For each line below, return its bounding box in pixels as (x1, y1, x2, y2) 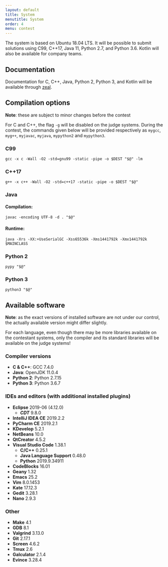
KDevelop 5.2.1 (12, 425, 44, 431)
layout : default (5, 7, 39, 13)
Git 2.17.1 (12, 535, 30, 541)
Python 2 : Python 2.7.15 (12, 375, 62, 381)
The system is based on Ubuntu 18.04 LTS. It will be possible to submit (5, 40, 152, 46)
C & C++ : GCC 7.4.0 (12, 364, 54, 370)
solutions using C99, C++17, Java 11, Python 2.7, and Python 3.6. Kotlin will (5, 45, 159, 51)
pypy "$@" (5, 264, 26, 269)
